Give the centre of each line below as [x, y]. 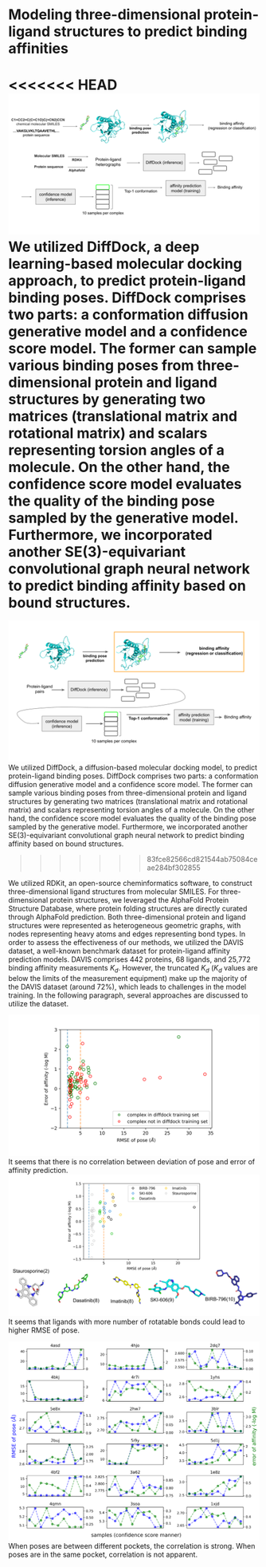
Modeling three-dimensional [105, 15]
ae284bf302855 [174, 868]
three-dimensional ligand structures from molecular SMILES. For [113, 892]
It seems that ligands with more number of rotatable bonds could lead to [127, 1321]
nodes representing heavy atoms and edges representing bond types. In [127, 934]
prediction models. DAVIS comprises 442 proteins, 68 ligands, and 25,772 [129, 959]
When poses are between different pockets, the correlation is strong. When [132, 1546]
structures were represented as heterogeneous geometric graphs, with [125, 926]
